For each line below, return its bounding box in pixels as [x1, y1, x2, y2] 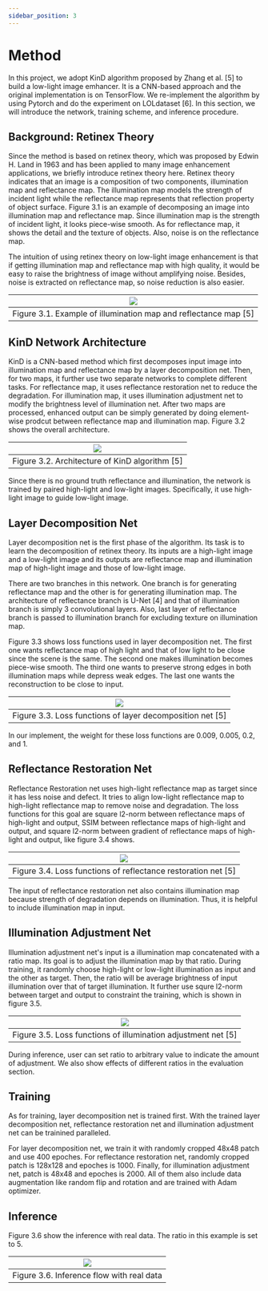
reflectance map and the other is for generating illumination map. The [8, 587, 238, 597]
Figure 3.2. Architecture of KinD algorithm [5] [12, 455, 183, 467]
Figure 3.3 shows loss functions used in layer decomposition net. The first [8, 637, 252, 646]
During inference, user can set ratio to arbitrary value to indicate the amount [8, 1050, 259, 1059]
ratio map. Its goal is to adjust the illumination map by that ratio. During [8, 956, 242, 965]
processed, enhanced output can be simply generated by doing [8, 408, 218, 418]
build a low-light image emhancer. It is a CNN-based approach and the [8, 81, 242, 91]
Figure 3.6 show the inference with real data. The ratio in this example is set [8, 1231, 258, 1240]
